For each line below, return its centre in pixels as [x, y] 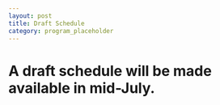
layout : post [30, 16]
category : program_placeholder [61, 31]
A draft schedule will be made [110, 71]
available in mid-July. [82, 88]
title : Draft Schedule [47, 23]
